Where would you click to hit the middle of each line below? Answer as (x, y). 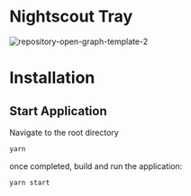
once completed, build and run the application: (96, 166)
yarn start (30, 183)
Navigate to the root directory (64, 132)
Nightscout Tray (71, 17)
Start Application (58, 111)
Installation (52, 78)
